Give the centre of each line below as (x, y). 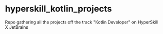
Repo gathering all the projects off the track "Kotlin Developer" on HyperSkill (82, 22)
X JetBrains (17, 27)
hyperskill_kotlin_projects (59, 9)
